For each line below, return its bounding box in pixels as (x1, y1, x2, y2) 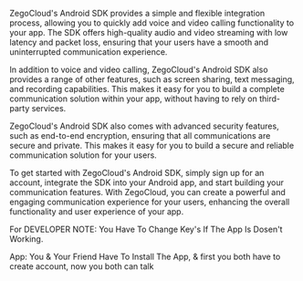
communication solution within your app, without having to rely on (9, 93, 258, 104)
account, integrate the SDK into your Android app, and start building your (9, 177, 285, 188)
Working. (9, 234, 44, 245)
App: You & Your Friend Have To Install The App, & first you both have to (9, 251, 281, 262)
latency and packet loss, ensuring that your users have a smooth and (9, 36, 269, 47)
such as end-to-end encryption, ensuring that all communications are (9, 130, 271, 140)
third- (258, 93, 281, 104)
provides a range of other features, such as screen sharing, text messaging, (9, 74, 295, 85)
